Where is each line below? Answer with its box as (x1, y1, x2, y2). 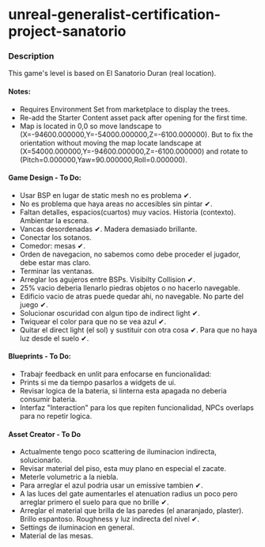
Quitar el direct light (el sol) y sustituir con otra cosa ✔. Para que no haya (19, 325, 258, 334)
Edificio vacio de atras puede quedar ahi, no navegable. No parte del (19, 291, 244, 301)
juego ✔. (19, 299, 49, 310)
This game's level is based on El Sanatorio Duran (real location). (8, 69, 217, 78)
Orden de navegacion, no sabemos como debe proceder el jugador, (19, 249, 241, 259)
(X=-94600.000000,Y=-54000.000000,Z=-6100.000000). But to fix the (19, 129, 253, 139)
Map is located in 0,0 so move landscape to (19, 121, 162, 131)
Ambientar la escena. (19, 215, 89, 225)
